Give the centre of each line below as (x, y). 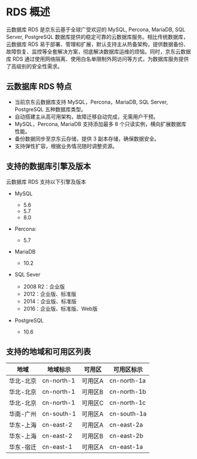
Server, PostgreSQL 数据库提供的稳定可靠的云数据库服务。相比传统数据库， (97, 36)
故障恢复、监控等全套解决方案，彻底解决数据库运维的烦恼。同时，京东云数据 (98, 51)
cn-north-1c (128, 403)
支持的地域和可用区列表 (48, 352)
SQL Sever (28, 274)
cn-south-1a (128, 414)
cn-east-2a (126, 425)
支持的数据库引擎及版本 (48, 166)
